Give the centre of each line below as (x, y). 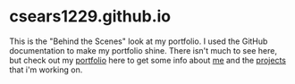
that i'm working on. (46, 70)
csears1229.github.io (90, 17)
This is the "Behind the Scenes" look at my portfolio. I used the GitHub (139, 41)
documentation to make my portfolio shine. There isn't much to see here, (143, 50)
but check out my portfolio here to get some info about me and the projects (147, 60)
